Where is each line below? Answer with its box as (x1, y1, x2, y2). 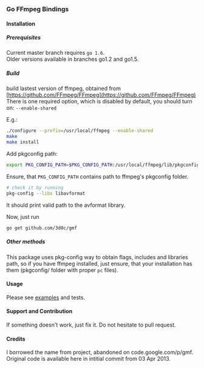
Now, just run (6, 213, 39, 220)
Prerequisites (6, 34, 41, 41)
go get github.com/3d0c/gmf (6, 224, 78, 231)
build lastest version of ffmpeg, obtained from (6, 85, 121, 92)
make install (6, 139, 39, 145)
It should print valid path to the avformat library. (6, 201, 126, 209)
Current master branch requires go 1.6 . (6, 49, 105, 57)
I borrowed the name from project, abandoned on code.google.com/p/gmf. (6, 349, 194, 356)
